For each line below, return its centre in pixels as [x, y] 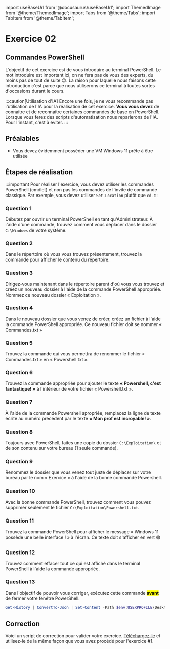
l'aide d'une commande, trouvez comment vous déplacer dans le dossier [81, 224]
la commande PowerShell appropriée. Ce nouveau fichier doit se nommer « [83, 324]
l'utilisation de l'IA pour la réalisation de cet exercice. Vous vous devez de [82, 106]
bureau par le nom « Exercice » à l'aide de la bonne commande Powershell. [84, 478]
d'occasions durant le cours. [35, 91]
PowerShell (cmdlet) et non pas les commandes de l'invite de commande [81, 189]
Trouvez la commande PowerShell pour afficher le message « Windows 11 [82, 531]
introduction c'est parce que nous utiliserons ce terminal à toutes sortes [80, 86]
